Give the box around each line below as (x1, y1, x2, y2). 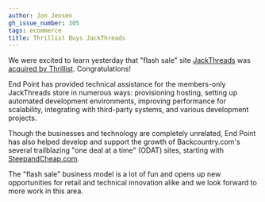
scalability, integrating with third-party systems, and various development (8, 105, 249, 115)
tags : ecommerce (8, 26, 62, 34)
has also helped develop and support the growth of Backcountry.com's (8, 137, 240, 147)
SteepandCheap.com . (8, 154, 80, 164)
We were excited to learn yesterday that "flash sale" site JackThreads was (8, 56, 252, 65)
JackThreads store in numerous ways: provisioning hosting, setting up (8, 88, 238, 98)
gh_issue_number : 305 (8, 19, 80, 27)
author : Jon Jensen (8, 11, 73, 20)
